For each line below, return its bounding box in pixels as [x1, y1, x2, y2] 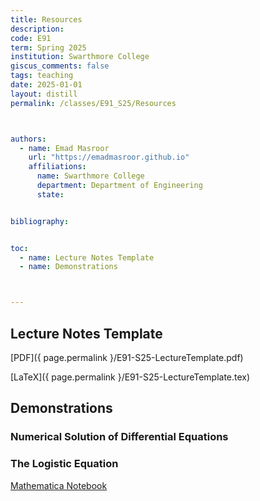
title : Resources [10, 14, 83, 25]
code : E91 [10, 33, 52, 43]
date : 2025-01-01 [10, 80, 83, 90]
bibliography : [10, 216, 70, 226]
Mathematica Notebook [10, 479, 108, 491]
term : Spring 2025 [10, 42, 87, 53]
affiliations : [28, 162, 87, 172]
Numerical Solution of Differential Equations [10, 430, 229, 444]
